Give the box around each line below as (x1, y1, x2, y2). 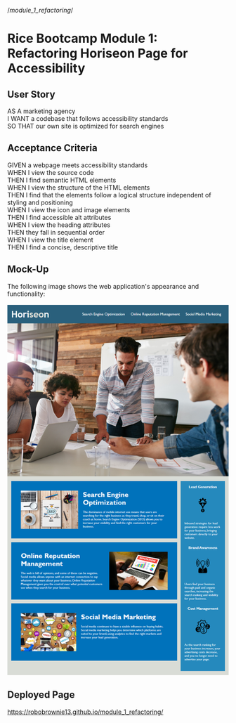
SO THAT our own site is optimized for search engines (7, 122, 164, 130)
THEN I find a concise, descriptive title (7, 242, 119, 252)
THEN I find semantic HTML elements (7, 176, 117, 184)
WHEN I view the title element (7, 235, 93, 244)
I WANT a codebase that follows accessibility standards (7, 115, 169, 122)
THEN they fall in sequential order (7, 228, 105, 236)
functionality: (7, 289, 46, 298)
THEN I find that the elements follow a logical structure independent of (7, 190, 212, 199)
